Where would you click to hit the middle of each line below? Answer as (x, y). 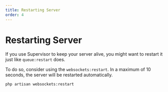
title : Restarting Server (33, 10)
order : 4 (15, 15)
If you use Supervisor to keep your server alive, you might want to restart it (84, 54)
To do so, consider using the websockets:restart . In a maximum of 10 (78, 70)
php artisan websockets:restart (40, 84)
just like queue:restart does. (35, 60)
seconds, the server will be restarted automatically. (59, 75)
